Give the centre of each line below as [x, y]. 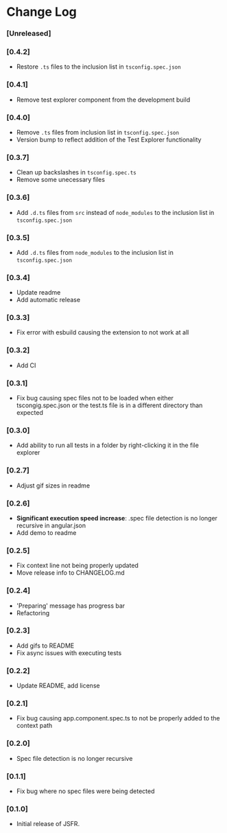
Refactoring [33, 613]
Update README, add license [58, 686]
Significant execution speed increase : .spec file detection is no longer [117, 518]
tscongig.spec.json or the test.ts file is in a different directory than [109, 405]
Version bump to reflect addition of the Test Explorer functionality [109, 139]
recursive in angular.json [51, 525]
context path [34, 726]
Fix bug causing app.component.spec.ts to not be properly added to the [118, 718]
